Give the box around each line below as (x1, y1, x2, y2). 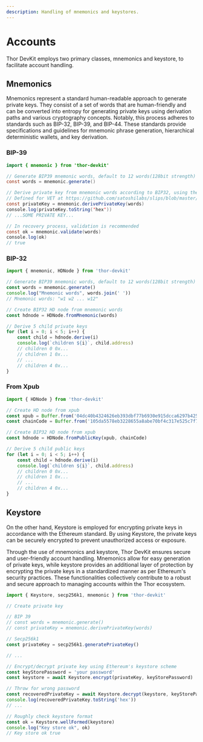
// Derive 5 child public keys (6, 446, 85, 452)
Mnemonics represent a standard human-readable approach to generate (6, 95, 187, 102)
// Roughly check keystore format (6, 713, 94, 720)
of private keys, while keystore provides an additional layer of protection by (6, 561, 193, 568)
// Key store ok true (6, 730, 61, 737)
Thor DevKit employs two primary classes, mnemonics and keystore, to (6, 55, 184, 62)
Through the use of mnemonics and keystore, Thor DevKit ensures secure (6, 548, 191, 555)
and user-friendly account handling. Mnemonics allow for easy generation (6, 555, 191, 562)
